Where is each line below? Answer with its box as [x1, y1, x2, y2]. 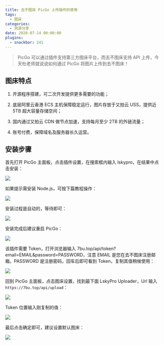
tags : [5, 12, 16, 17]
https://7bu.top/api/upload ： [5, 284, 68, 290]
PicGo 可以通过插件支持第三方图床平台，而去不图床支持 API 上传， [17, 54, 155, 60]
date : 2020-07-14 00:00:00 [5, 31, 61, 36]
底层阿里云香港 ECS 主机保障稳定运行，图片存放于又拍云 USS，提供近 [12, 101, 156, 108]
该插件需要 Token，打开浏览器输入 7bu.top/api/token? [5, 246, 116, 252]
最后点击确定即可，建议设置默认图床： [5, 324, 84, 330]
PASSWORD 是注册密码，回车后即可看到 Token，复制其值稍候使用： [13, 258, 155, 264]
